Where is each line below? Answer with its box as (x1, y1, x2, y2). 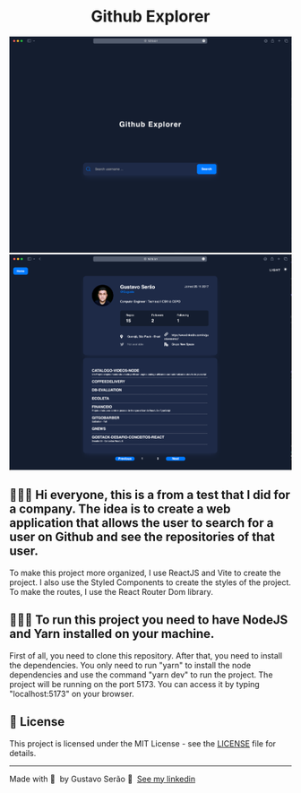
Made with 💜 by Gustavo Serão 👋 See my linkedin (9, 773, 195, 784)
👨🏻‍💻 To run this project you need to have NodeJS (9, 612, 288, 628)
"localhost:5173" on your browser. (9, 688, 134, 699)
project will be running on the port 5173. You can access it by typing (9, 678, 260, 689)
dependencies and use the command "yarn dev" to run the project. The (9, 669, 273, 680)
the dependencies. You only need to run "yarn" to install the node (9, 659, 252, 670)
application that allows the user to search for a (9, 515, 274, 530)
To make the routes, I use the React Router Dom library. (9, 586, 213, 597)
